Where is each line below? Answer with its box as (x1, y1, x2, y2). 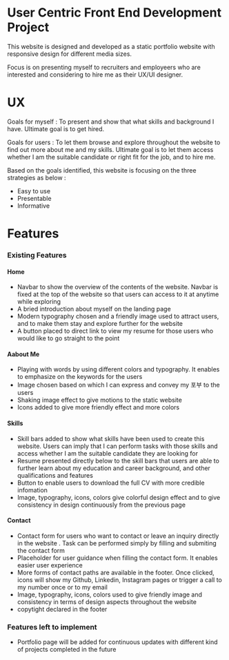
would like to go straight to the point (17, 334, 120, 342)
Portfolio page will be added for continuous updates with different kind (17, 638, 219, 646)
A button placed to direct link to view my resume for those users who (17, 327, 214, 336)
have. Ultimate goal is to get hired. (7, 124, 105, 133)
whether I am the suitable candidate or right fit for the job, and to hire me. (7, 153, 216, 161)
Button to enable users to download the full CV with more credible (17, 478, 205, 487)
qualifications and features (17, 471, 93, 479)
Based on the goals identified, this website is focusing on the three (7, 166, 197, 174)
